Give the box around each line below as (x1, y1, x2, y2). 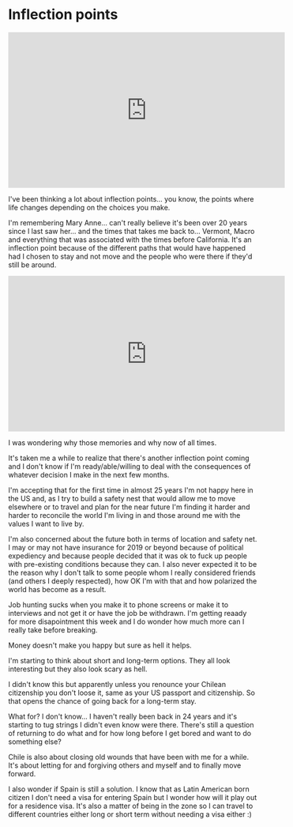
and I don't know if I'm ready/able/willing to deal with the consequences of (8, 461, 251, 471)
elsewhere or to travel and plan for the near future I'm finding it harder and (8, 502, 250, 512)
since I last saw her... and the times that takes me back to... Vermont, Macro (8, 226, 255, 236)
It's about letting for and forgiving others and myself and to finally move (8, 761, 242, 770)
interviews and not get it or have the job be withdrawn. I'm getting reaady (8, 608, 247, 617)
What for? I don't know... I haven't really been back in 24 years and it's (8, 712, 238, 721)
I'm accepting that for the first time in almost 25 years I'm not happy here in (8, 485, 254, 495)
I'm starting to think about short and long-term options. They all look (8, 655, 231, 665)
